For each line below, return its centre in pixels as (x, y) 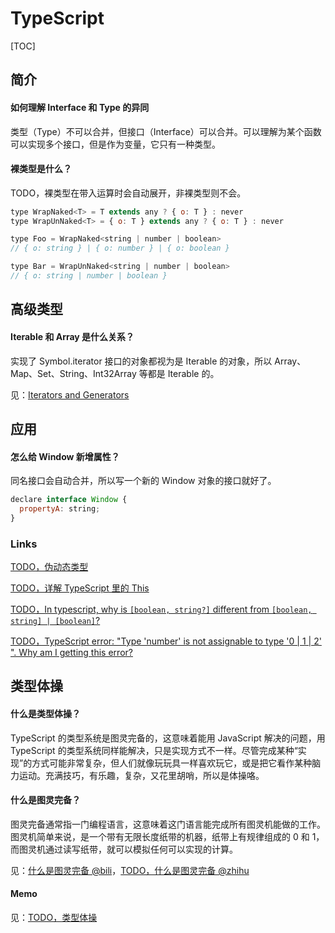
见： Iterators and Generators (70, 394)
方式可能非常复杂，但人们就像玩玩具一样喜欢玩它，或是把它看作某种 (172, 763)
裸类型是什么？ (41, 169)
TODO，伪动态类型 (49, 567)
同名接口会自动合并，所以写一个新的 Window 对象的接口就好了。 (143, 481)
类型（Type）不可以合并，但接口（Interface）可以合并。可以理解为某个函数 (166, 131)
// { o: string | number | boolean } (89, 276)
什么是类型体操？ (45, 714)
